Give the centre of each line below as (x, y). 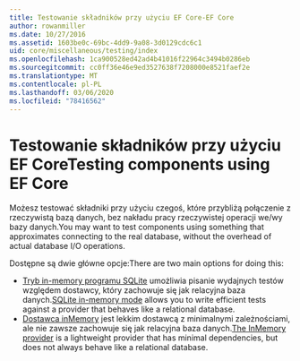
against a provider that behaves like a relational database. (129, 309)
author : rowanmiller (48, 26)
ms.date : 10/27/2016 (48, 34)
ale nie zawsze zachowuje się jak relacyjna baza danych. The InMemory (154, 329)
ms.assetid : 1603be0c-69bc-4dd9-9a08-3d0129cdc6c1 (106, 43)
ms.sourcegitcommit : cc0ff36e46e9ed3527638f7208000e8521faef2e (130, 68)
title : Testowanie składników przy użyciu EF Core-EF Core (122, 17)
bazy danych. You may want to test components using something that (137, 227)
